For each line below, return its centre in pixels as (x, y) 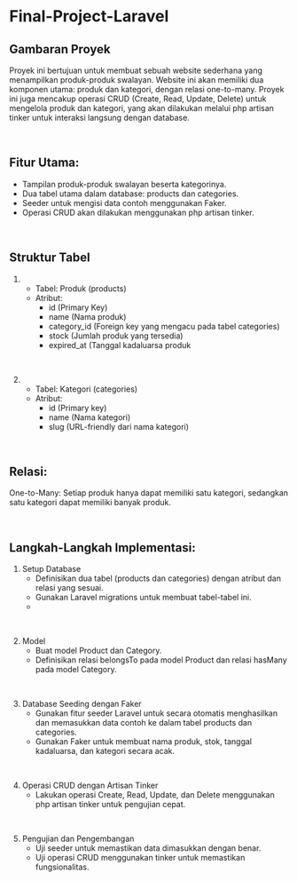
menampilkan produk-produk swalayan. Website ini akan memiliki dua (137, 80)
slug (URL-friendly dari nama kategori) (118, 426)
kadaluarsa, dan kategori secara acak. (105, 751)
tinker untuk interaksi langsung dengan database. (100, 118)
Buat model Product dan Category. (98, 651)
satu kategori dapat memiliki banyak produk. (90, 503)
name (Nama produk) (87, 316)
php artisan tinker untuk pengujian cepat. (110, 805)
